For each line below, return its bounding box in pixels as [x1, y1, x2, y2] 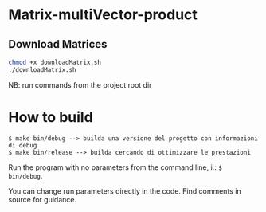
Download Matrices [8, 37, 108, 51]
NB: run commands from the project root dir [8, 80, 152, 89]
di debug [8, 141, 37, 149]
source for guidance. [8, 194, 77, 204]
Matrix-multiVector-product [8, 6, 198, 24]
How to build [8, 108, 93, 126]
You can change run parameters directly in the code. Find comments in [8, 186, 241, 196]
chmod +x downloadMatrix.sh [8, 58, 102, 66]
